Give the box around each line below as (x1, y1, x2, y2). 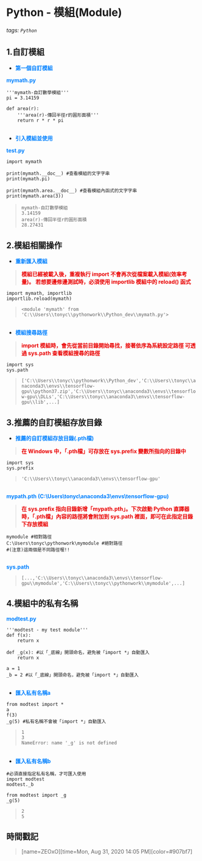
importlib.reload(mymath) (6, 296, 72, 302)
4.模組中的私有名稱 (6, 598, 78, 609)
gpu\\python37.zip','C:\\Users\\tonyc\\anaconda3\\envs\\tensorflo (21, 388, 196, 394)
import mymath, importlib (6, 291, 72, 297)
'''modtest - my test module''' (6, 627, 88, 633)
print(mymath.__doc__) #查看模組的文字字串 (6, 170, 110, 177)
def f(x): (6, 632, 32, 638)
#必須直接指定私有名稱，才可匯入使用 (6, 771, 86, 777)
